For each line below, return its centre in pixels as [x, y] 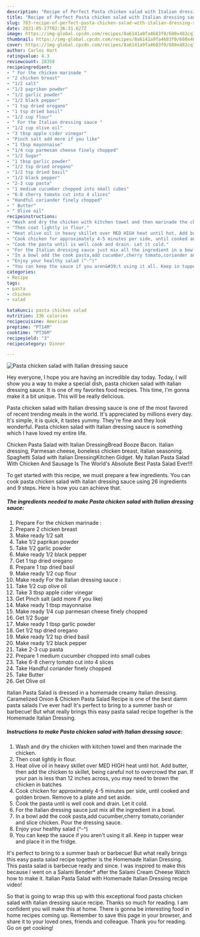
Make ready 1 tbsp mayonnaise [53, 605]
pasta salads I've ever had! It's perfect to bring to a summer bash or [90, 705]
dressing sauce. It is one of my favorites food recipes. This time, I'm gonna [98, 390]
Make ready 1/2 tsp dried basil [52, 637]
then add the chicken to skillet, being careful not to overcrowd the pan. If [104, 772]
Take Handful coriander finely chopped [63, 668]
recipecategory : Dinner [36, 344]
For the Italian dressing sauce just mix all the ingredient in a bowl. [95, 810]
